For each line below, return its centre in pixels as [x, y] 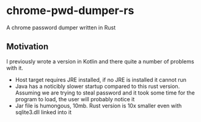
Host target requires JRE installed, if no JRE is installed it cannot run [101, 79]
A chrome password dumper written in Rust [61, 27]
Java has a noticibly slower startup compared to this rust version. [97, 86]
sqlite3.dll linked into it [43, 112]
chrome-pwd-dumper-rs [70, 11]
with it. [15, 68]
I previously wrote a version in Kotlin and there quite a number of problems [100, 61]
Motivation [27, 47]
